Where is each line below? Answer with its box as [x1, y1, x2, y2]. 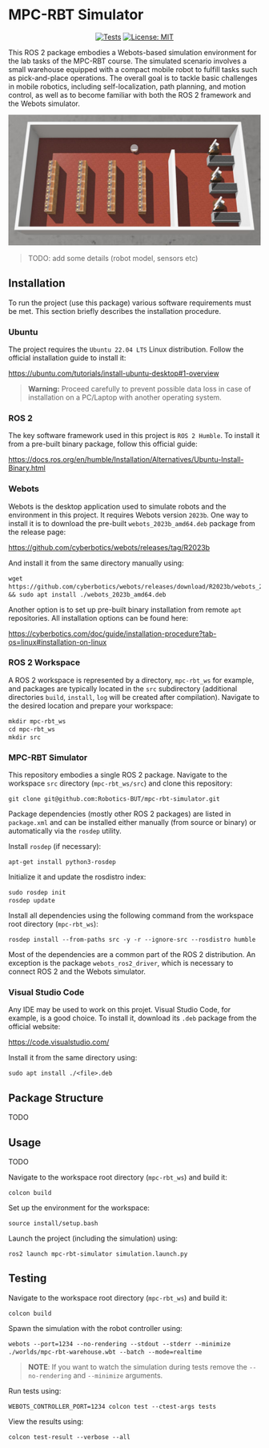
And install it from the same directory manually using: [8, 558, 184, 568]
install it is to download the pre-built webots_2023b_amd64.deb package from [8, 518, 256, 528]
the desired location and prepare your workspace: [8, 701, 174, 710]
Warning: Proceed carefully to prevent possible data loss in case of [27, 384, 251, 393]
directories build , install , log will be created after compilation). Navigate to [8, 692, 260, 702]
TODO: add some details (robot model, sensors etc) [27, 253, 199, 263]
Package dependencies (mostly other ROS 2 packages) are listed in [8, 809, 231, 819]
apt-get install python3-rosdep [8, 859, 116, 867]
